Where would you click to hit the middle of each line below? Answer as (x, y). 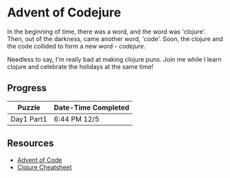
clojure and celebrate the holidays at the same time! (80, 66)
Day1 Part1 (29, 119)
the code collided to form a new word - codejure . (77, 46)
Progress (27, 88)
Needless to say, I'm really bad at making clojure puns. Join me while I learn (114, 59)
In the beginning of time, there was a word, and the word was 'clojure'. (106, 31)
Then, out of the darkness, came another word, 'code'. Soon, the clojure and (115, 38)
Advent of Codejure (64, 13)
